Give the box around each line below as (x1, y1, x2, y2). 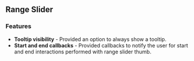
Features (5, 22, 32, 30)
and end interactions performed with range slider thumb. (14, 48, 152, 55)
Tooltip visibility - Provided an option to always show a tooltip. (14, 35, 167, 43)
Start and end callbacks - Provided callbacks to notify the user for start (14, 42, 189, 49)
